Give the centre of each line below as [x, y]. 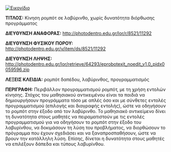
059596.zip [17, 70]
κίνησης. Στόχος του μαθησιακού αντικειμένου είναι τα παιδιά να [75, 95]
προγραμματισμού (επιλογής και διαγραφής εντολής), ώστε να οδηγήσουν [85, 106]
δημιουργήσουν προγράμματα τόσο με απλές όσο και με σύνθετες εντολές [86, 100]
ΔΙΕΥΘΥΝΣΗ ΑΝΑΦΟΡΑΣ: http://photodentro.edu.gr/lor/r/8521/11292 [79, 33]
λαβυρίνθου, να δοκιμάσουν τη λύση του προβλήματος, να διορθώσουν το [85, 128]
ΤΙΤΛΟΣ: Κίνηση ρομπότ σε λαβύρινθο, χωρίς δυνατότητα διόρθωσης [80, 18]
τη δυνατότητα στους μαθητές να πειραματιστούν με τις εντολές [75, 117]
